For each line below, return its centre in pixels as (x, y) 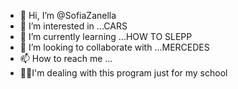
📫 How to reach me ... (66, 58)
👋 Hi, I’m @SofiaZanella (68, 15)
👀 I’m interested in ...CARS (73, 26)
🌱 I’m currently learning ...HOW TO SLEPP (106, 36)
